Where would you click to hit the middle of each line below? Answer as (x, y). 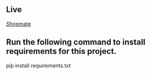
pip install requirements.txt (39, 65)
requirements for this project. (61, 51)
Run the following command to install (76, 42)
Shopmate (19, 23)
